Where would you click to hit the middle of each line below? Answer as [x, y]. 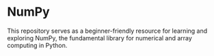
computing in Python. [37, 45]
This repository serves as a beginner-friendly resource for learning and [107, 31]
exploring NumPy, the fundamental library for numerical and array [100, 38]
